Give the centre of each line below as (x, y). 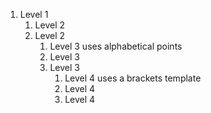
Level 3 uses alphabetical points (116, 46)
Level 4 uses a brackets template (133, 78)
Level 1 (34, 14)
